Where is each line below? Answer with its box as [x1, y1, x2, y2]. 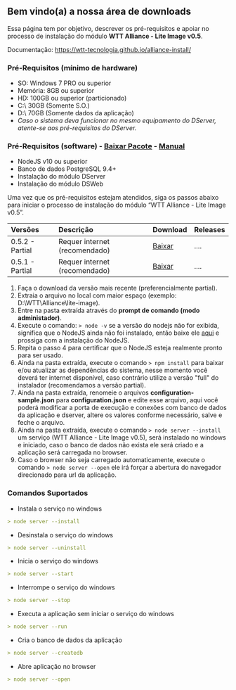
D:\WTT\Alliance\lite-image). [17, 299, 100, 307]
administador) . [17, 314, 62, 322]
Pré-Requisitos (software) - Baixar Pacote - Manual [7, 141, 185, 151]
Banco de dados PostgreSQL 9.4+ [17, 165, 117, 173]
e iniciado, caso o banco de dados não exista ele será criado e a [17, 441, 204, 449]
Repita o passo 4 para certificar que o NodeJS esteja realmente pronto [17, 344, 223, 352]
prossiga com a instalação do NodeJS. [17, 336, 130, 345]
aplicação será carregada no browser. [17, 448, 128, 456]
